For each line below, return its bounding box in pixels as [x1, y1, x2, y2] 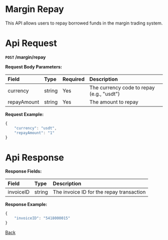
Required [62, 75, 85, 82]
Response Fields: [5, 168, 42, 174]
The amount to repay [89, 98, 138, 105]
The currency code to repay [89, 84, 155, 91]
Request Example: [5, 111, 44, 117]
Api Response [5, 151, 64, 163]
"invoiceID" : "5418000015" [14, 216, 70, 221]
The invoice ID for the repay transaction [52, 188, 146, 195]
